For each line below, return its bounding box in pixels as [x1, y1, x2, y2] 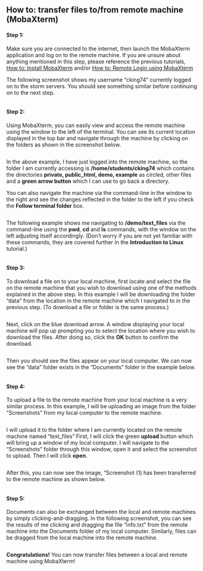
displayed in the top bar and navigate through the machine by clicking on [6, 134, 188, 142]
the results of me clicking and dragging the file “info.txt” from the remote [6, 521, 188, 528]
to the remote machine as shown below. [6, 476, 106, 483]
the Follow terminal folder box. [6, 202, 85, 209]
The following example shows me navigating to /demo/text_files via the [6, 219, 186, 227]
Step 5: [6, 494, 25, 502]
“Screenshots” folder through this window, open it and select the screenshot [6, 446, 197, 453]
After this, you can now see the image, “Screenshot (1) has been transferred [6, 469, 196, 476]
